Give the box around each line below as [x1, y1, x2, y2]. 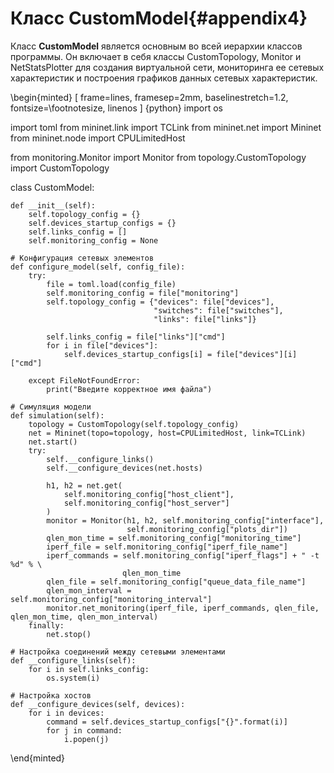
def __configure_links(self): [10, 655, 137, 666]
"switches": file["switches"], [153, 305, 284, 316]
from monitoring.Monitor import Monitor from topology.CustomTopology [10, 151, 307, 163]
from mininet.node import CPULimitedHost [10, 132, 186, 144]
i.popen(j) [63, 734, 110, 744]
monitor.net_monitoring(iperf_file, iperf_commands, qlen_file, [46, 603, 320, 613]
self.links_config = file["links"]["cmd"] [46, 332, 226, 342]
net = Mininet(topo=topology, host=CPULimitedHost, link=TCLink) [28, 428, 307, 438]
